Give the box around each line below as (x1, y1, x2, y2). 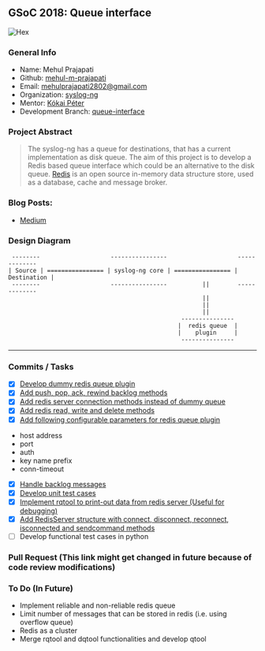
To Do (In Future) (8, 582, 73, 593)
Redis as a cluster (19, 626, 77, 635)
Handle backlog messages (19, 479, 106, 489)
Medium (19, 215, 47, 225)
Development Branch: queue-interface (19, 106, 145, 117)
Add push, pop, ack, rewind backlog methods (19, 388, 168, 397)
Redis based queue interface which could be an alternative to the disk (27, 161, 255, 170)
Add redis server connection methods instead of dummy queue (19, 397, 226, 407)
